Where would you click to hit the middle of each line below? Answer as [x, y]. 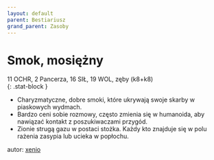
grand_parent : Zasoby [38, 26]
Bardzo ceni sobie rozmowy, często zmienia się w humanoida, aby [111, 115]
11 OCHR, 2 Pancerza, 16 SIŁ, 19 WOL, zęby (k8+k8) [80, 79]
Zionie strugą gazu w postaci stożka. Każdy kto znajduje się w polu [112, 129]
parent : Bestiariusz [37, 20]
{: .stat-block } [27, 87]
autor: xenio [24, 150]
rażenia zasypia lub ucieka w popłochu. [73, 136]
